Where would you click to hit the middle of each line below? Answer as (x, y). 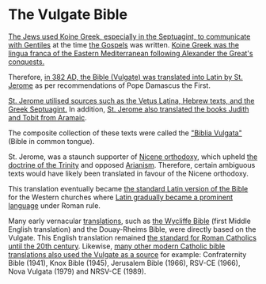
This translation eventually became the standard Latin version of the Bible (128, 188)
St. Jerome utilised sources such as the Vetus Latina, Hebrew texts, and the (131, 100)
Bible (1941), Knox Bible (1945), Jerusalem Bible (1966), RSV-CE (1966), (124, 263)
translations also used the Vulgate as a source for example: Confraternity (127, 254)
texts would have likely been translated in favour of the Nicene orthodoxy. (129, 173)
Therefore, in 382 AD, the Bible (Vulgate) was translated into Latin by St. (125, 77)
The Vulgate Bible (68, 15)
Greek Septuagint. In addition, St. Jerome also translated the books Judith (129, 109)
